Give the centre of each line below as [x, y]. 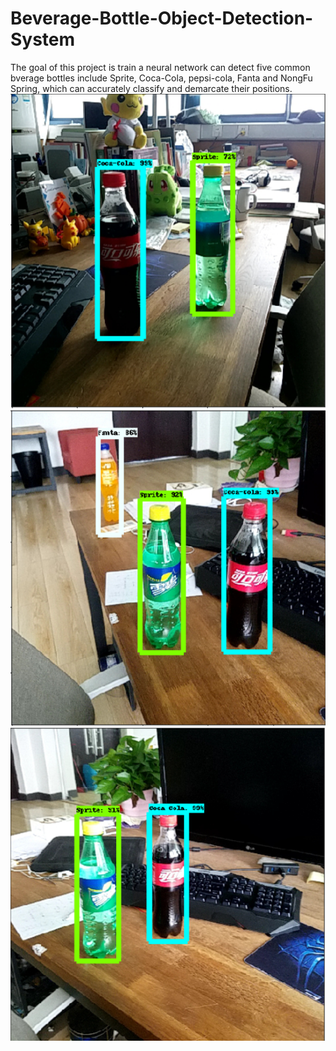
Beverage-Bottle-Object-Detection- [162, 18]
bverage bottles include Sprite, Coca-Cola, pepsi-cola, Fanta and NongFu [161, 78]
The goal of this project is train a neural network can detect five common [160, 67]
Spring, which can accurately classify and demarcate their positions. [151, 88]
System [43, 39]
